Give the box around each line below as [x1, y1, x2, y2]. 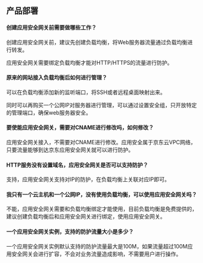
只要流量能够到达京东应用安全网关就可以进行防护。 [6, 146, 134, 153]
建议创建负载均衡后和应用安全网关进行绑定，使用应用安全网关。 [6, 213, 165, 220]
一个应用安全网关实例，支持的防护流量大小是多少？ [6, 228, 134, 235]
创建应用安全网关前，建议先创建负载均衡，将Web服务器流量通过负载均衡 [6, 38, 188, 45]
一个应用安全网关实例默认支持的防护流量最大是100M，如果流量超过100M [6, 242, 188, 250]
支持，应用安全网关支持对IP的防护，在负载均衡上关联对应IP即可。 [6, 176, 170, 183]
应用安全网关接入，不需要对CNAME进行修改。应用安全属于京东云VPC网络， [6, 139, 196, 145]
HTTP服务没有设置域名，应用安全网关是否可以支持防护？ [6, 161, 148, 168]
